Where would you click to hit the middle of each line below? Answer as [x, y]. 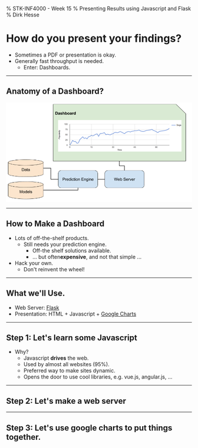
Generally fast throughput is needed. [59, 61]
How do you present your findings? [94, 39]
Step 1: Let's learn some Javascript [72, 338]
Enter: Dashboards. [47, 67]
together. [24, 437]
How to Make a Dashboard [55, 224]
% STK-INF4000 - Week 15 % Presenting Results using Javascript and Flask [99, 9]
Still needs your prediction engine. [65, 244]
